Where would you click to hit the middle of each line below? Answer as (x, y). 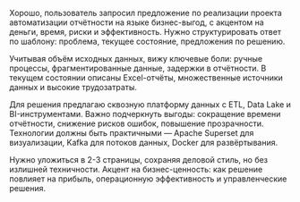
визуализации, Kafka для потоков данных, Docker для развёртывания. (144, 143)
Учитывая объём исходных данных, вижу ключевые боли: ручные (136, 59)
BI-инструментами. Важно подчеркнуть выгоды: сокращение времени (145, 114)
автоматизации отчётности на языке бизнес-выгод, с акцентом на (137, 22)
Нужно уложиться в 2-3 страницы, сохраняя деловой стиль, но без (139, 160)
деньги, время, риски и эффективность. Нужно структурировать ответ (146, 32)
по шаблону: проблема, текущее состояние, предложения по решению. (147, 41)
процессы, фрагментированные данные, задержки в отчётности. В (138, 68)
